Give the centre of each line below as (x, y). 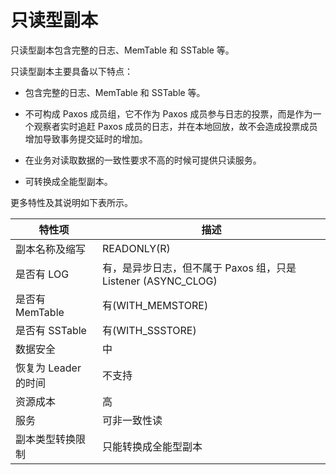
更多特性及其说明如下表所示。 (71, 202)
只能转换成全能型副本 (152, 446)
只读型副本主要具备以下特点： (71, 71)
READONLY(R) (136, 248)
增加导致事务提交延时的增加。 (86, 138)
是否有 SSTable (51, 330)
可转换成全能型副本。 (68, 181)
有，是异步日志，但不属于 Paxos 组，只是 (199, 268)
